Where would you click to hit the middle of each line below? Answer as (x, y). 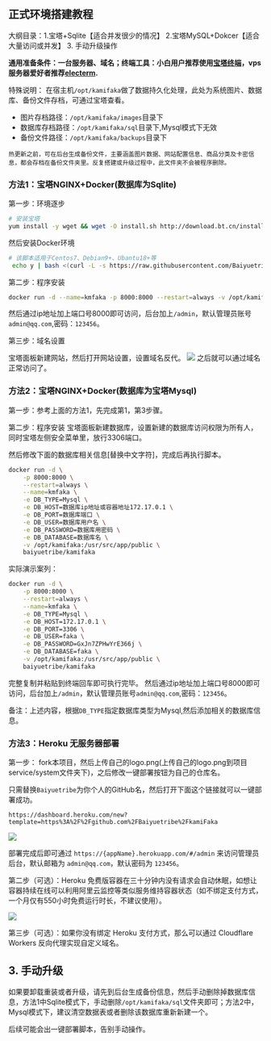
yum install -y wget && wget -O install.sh (83, 226)
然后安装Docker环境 (42, 242)
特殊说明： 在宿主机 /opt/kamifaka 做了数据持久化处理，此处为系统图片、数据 (135, 90)
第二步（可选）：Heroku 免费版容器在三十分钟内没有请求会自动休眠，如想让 (133, 880)
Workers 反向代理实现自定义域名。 (66, 943)
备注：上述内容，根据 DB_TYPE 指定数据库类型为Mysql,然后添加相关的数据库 (131, 710)
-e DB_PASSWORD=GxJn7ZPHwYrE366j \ (83, 644)
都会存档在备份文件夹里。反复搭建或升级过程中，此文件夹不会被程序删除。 (125, 163)
